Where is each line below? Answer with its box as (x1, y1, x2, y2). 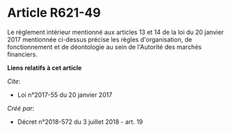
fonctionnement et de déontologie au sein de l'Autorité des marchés (7, 42, 202, 51)
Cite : (7, 77, 21, 85)
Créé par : (7, 104, 35, 112)
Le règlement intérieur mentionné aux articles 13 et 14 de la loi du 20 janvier (7, 28, 224, 36)
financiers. (7, 50, 38, 58)
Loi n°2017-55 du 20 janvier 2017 (17, 91, 113, 99)
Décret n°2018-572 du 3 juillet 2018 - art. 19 (17, 117, 143, 126)
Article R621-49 (7, 5, 101, 21)
